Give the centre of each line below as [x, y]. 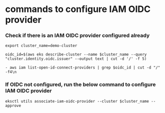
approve [13, 105]
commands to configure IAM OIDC [78, 9]
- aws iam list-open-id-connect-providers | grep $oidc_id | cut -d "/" [83, 68]
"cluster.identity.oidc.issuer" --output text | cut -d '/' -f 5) [76, 59]
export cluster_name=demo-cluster [41, 46]
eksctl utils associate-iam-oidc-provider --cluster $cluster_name [77, 101]
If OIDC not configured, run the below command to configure [81, 84]
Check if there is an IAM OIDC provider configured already [77, 35]
